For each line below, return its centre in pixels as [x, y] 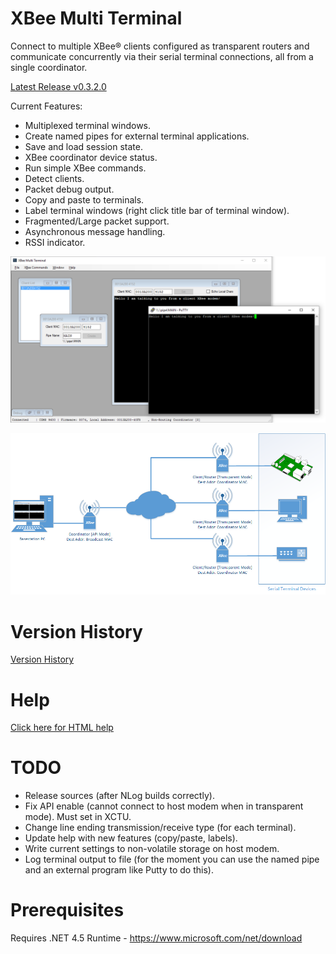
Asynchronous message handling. [95, 231]
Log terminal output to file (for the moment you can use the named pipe [172, 859]
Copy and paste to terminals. [84, 199]
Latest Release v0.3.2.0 [58, 86]
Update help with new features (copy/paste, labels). [131, 838]
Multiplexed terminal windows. [88, 125]
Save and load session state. [83, 146]
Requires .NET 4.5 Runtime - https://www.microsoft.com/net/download [156, 938]
